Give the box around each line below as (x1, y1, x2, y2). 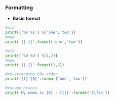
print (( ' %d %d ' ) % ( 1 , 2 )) (5, 53, 58, 58)
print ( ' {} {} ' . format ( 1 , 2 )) (5, 63, 65, 68)
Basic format (12, 16, 41, 22)
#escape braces (5, 85, 37, 91)
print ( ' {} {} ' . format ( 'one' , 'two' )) (5, 39, 83, 44)
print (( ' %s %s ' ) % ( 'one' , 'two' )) (5, 30, 76, 35)
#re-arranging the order (5, 72, 58, 77)
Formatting (5, 4, 33, 11)
